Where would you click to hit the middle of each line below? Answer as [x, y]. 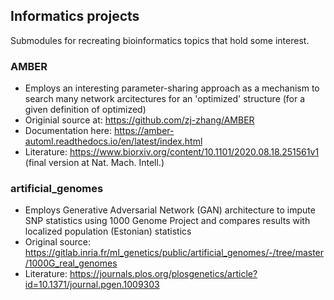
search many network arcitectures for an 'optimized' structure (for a [165, 99]
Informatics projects [75, 16]
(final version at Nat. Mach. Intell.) [94, 163]
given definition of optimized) [85, 110]
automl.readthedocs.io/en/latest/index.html [113, 141]
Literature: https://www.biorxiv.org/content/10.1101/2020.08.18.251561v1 [172, 152]
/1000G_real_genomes [71, 263]
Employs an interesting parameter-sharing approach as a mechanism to [172, 88]
